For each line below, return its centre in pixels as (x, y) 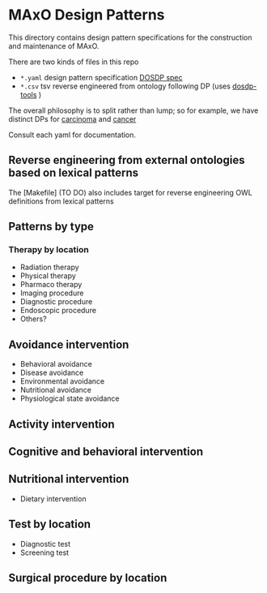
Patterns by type (51, 227)
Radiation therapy (49, 267)
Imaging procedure (52, 293)
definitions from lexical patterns (61, 201)
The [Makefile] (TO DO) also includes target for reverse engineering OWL (130, 192)
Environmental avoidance (62, 381)
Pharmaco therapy (51, 285)
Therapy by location (49, 250)
